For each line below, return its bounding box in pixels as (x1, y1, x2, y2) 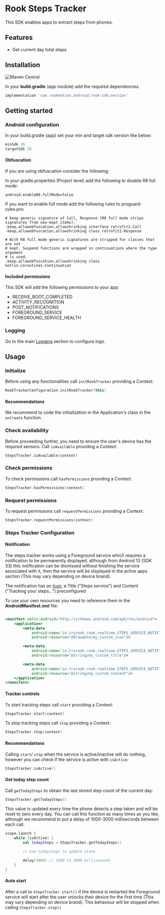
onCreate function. (5, 415, 42, 421)
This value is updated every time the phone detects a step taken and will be (5, 806, 158, 812)
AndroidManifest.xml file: (5, 603, 58, 609)
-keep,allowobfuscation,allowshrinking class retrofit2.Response (5, 229, 141, 234)
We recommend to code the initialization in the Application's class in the (5, 409, 151, 416)
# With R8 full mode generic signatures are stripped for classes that (5, 237, 155, 243)
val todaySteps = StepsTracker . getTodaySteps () (23, 840, 122, 845)
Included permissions (5, 274, 51, 279)
